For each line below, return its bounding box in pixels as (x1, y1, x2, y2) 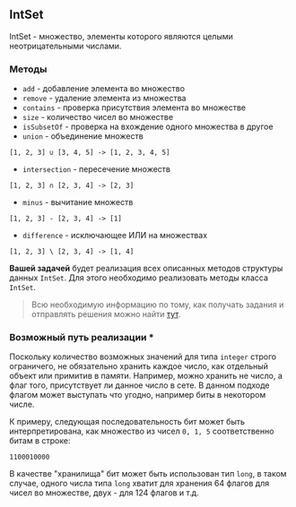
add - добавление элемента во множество (22, 83, 186, 94)
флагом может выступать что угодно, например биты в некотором (9, 390, 266, 400)
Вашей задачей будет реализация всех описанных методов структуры (9, 263, 283, 274)
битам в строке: (9, 435, 71, 446)
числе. (9, 399, 35, 410)
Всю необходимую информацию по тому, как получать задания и (30, 299, 284, 310)
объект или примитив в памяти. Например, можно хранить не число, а (9, 371, 283, 382)
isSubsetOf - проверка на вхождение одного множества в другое (22, 121, 274, 133)
